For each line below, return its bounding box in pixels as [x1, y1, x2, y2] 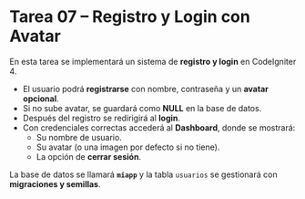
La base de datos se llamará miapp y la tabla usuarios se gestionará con [9, 169, 278, 180]
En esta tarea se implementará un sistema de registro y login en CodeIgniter [9, 56, 297, 67]
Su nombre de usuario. [36, 131, 123, 142]
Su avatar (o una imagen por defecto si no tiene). [36, 141, 220, 152]
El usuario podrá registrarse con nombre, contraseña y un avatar [22, 83, 269, 94]
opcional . [22, 93, 59, 104]
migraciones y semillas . [9, 178, 101, 189]
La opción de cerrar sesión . [36, 151, 142, 162]
